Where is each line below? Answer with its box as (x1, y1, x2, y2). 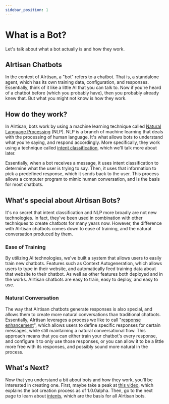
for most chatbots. (5, 181, 44, 187)
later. (5, 150, 16, 157)
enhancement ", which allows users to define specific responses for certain (5, 322, 161, 328)
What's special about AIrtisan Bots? (5, 196, 121, 205)
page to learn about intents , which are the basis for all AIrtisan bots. (5, 393, 146, 399)
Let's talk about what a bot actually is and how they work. (5, 46, 125, 52)
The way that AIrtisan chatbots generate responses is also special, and (5, 306, 153, 312)
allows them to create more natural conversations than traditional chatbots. (5, 311, 161, 317)
